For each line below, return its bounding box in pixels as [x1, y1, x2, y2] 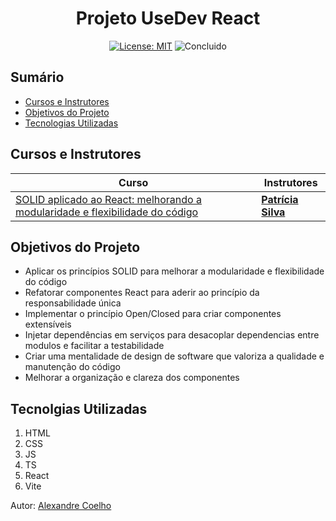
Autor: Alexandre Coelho [10, 500, 112, 512]
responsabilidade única [24, 297, 122, 309]
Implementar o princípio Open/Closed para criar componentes [24, 308, 282, 320]
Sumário [10, 69, 65, 86]
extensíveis [24, 318, 72, 331]
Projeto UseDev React [75, 7, 261, 30]
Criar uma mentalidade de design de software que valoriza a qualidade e [24, 350, 325, 362]
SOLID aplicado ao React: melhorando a [15, 192, 202, 206]
